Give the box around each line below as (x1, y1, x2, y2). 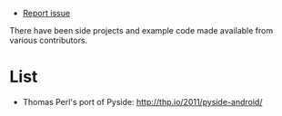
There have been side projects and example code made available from (9, 25, 274, 35)
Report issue (22, 8, 71, 18)
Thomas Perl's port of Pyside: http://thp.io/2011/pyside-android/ (22, 96, 263, 107)
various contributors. (9, 35, 88, 45)
